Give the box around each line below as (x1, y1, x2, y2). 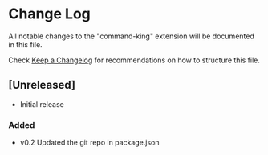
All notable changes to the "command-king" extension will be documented (8, 31, 254, 41)
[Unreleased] (8, 78, 76, 92)
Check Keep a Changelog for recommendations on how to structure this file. (8, 55, 261, 65)
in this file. (8, 39, 43, 49)
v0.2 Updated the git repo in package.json (19, 137, 160, 148)
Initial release (19, 99, 64, 109)
